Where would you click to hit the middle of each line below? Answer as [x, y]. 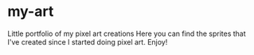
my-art [31, 12]
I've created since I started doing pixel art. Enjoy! [88, 41]
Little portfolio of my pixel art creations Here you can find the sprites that [127, 33]
